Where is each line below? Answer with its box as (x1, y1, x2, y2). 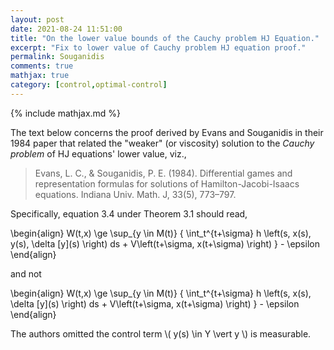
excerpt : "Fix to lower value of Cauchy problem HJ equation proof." (10, 42, 307, 53)
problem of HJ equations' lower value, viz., (10, 147, 187, 160)
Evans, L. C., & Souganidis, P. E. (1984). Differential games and (34, 167, 293, 179)
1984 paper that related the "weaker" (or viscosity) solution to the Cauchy (10, 137, 315, 149)
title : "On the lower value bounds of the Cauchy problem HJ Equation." (10, 33, 320, 43)
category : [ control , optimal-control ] (10, 80, 168, 90)
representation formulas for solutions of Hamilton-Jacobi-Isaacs (34, 177, 300, 190)
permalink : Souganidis (10, 52, 105, 62)
